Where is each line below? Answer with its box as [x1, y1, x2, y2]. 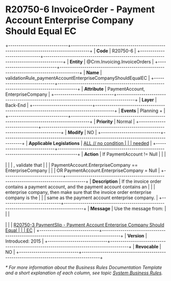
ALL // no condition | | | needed [83, 140, 149, 146]
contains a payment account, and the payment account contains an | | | [5, 183, 156, 190]
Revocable [135, 243, 159, 249]
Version [127, 232, 144, 239]
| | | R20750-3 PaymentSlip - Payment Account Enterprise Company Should [5, 222, 164, 228]
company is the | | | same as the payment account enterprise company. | [5, 194, 158, 201]
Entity [69, 58, 83, 64]
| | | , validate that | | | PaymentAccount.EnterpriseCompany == [5, 162, 138, 168]
